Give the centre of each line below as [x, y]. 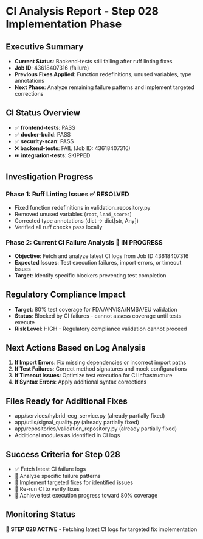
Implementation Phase [64, 24]
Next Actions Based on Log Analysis [76, 348]
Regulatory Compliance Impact [66, 295]
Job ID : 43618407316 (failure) [52, 68]
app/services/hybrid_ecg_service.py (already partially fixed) [90, 416]
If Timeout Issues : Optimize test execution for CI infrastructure [93, 376]
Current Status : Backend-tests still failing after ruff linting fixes [93, 61]
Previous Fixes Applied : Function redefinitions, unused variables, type [103, 74]
